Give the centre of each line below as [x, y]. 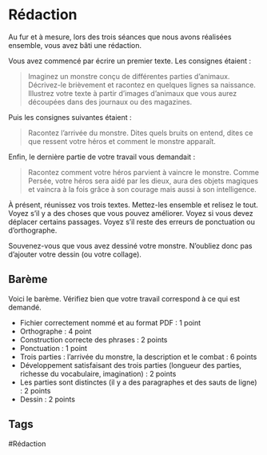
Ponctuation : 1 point [54, 348]
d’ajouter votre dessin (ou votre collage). [75, 254]
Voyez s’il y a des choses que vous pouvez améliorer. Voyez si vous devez [131, 213]
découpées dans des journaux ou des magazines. [110, 102]
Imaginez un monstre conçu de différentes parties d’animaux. [129, 76]
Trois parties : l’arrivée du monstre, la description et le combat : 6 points [138, 357]
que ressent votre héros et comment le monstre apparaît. [122, 141]
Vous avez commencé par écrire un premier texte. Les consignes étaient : [130, 61]
